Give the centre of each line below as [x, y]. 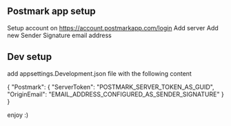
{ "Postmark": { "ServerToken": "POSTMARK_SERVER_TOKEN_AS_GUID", [111, 87]
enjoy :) [18, 115]
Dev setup [30, 57]
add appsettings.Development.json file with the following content [99, 73]
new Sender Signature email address [60, 35]
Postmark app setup [52, 11]
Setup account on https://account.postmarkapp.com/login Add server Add [113, 28]
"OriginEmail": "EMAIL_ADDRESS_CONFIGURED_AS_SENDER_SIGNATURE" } [115, 94]
